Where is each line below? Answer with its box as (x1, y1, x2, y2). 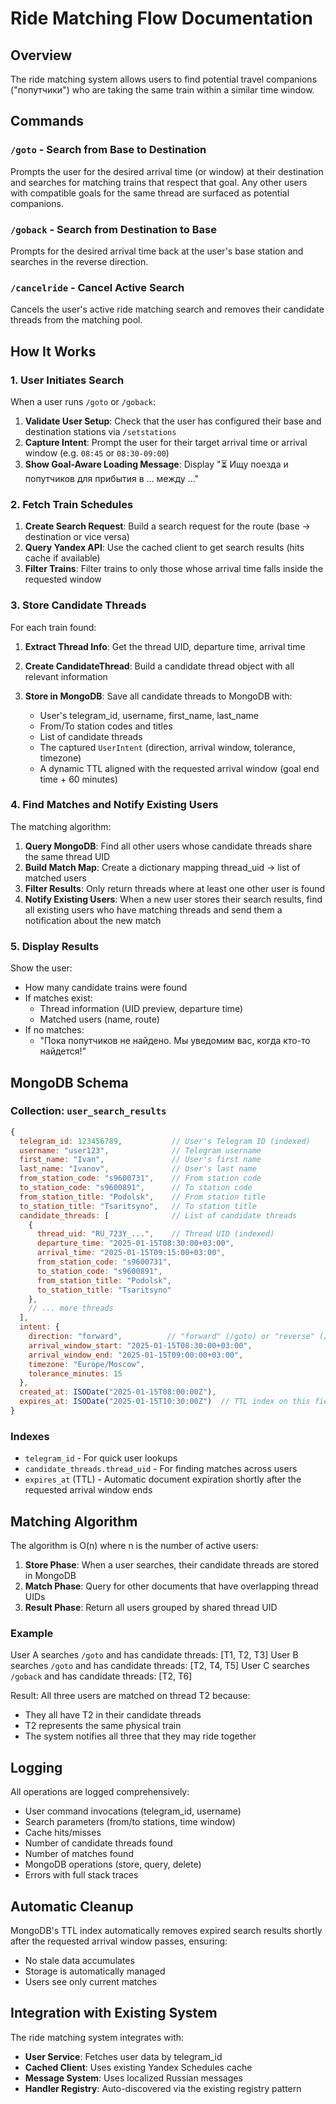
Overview (10, 47, 73, 64)
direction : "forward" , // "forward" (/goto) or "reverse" (28, 1332, 315, 1342)
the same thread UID (24, 850, 111, 862)
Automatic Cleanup (10, 1898, 134, 1915)
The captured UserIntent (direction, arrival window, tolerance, (39, 741, 296, 753)
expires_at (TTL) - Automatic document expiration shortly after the (24, 1473, 302, 1486)
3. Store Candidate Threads (10, 598, 147, 612)
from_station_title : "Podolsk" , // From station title (19, 1192, 267, 1202)
